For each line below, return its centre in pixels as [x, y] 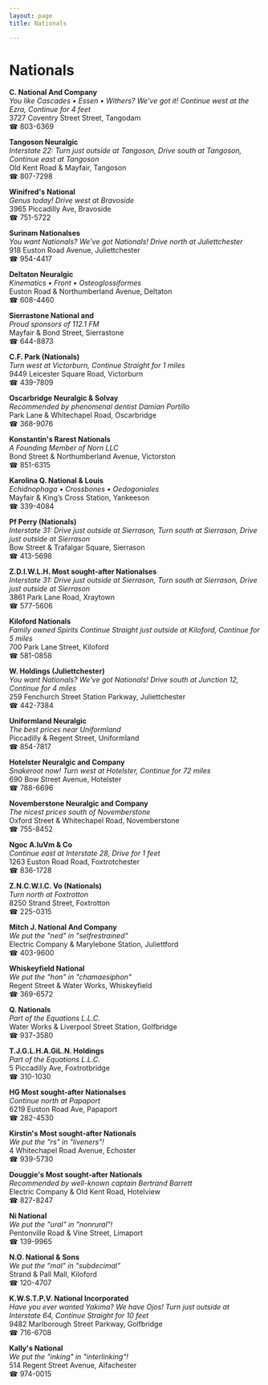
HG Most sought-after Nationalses [68, 1092]
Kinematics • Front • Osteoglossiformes [75, 283]
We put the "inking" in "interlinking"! [69, 1357]
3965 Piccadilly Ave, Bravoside [60, 209]
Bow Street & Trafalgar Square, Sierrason [77, 547]
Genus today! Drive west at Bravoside [72, 200]
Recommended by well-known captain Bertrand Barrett [101, 1183]
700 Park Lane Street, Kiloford [59, 647]
